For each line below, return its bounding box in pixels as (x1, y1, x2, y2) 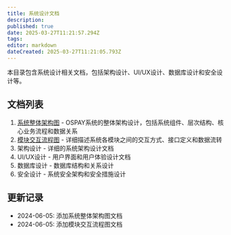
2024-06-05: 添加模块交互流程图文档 (16, 220, 123, 228)
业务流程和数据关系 (23, 126, 78, 135)
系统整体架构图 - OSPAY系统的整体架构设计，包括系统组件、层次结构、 (16, 118, 218, 126)
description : (7, 16, 45, 23)
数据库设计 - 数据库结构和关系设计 (16, 161, 115, 169)
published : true (7, 23, 54, 30)
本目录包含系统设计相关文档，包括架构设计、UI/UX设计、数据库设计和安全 (7, 68, 217, 76)
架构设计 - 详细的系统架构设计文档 (16, 144, 115, 152)
